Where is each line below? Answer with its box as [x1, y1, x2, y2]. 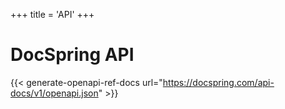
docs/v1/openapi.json [10, 87, 99, 99]
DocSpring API [10, 44, 135, 66]
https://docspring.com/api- [162, 76, 275, 88]
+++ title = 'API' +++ [10, 9, 95, 20]
